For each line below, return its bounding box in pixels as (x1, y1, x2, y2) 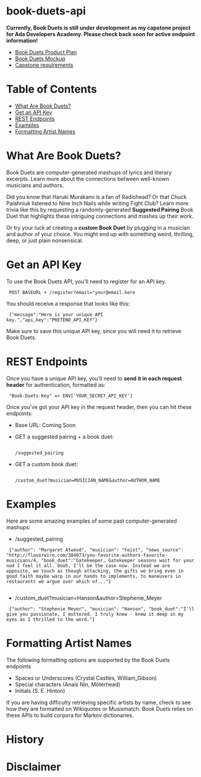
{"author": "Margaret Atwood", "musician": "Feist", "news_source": (8, 547, 184, 553)
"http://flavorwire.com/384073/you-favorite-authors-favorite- (6, 552, 168, 558)
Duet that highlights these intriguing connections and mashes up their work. (6, 212, 194, 220)
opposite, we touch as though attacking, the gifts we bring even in (6, 568, 184, 574)
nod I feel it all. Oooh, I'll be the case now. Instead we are (6, 562, 170, 569)
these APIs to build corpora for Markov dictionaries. (6, 711, 134, 719)
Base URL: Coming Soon (14, 421, 76, 428)
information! (6, 37, 38, 44)
